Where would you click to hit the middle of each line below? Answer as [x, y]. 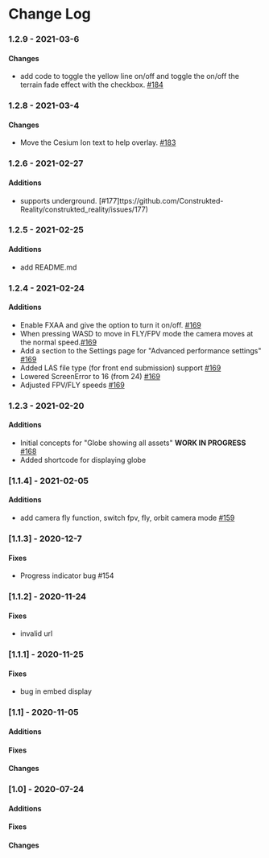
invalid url [36, 633]
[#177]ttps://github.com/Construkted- [161, 200]
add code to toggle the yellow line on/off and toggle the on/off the [130, 76]
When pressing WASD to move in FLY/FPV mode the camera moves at [137, 333]
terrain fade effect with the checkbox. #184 [91, 85]
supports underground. [58, 200]
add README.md [48, 267]
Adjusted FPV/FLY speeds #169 [72, 385]
